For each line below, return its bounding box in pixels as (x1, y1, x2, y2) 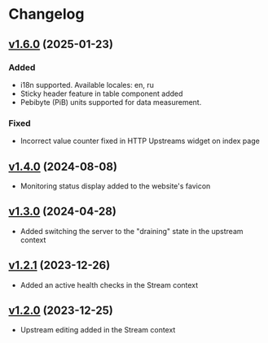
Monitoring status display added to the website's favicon (20, 180, 211, 191)
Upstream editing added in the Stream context (20, 325, 176, 335)
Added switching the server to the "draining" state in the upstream (20, 226, 244, 236)
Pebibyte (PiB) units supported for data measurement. (20, 97, 202, 106)
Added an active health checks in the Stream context (20, 280, 199, 289)
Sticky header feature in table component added (20, 89, 183, 98)
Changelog (8, 5, 85, 24)
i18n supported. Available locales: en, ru (20, 80, 155, 89)
